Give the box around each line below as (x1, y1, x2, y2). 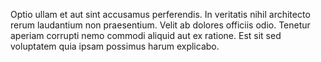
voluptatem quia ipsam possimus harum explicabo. (10, 40, 220, 52)
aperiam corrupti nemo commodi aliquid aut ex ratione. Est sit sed (10, 30, 282, 41)
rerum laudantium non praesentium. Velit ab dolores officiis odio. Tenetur (10, 19, 311, 31)
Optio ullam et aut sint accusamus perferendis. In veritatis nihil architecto (10, 9, 311, 20)
